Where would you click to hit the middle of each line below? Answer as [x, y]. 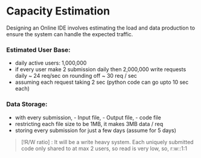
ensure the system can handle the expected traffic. [70, 34]
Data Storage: [27, 104]
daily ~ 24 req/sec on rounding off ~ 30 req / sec [76, 76]
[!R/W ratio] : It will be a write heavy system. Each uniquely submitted [107, 142]
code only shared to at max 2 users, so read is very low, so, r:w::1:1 [104, 148]
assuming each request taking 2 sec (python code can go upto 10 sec [102, 82]
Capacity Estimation [58, 11]
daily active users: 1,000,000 [51, 63]
